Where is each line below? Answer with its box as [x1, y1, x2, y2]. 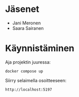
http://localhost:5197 [5, 87, 52, 92]
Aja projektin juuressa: [5, 59, 51, 65]
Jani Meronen [12, 20, 41, 26]
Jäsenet [5, 3, 40, 15]
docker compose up [5, 69, 43, 74]
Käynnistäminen [5, 43, 75, 54]
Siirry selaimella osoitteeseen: [5, 77, 67, 83]
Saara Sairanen [12, 25, 44, 31]
